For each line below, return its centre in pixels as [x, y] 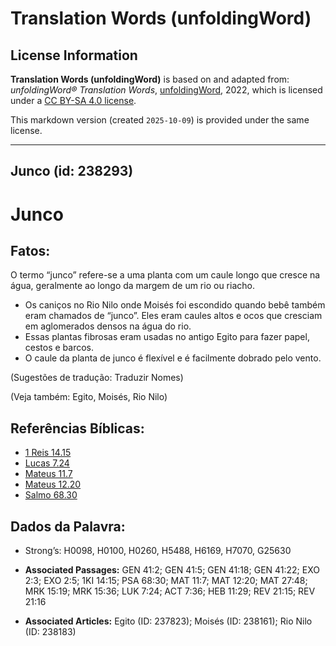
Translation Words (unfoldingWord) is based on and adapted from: [150, 79]
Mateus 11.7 [48, 474]
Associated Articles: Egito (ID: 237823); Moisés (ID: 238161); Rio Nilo [168, 621]
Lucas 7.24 [47, 463]
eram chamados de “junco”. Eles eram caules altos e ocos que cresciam [173, 316]
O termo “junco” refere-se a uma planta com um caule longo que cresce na [165, 275]
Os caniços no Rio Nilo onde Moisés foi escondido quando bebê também [175, 305]
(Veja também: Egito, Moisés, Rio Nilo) [89, 397]
